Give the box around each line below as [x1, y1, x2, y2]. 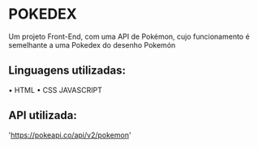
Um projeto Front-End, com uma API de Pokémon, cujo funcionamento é [8, 32, 250, 41]
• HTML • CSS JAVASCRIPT [8, 85, 103, 95]
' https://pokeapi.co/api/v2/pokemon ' [8, 130, 131, 140]
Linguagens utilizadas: [8, 64, 127, 78]
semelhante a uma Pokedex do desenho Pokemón [8, 40, 176, 49]
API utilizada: [8, 108, 77, 122]
